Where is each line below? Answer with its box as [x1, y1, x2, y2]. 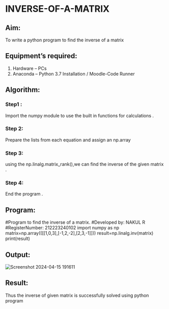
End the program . [5, 191, 43, 197]
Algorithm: [5, 85, 40, 94]
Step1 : [5, 101, 22, 108]
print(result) [5, 235, 31, 242]
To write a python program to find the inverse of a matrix [5, 37, 124, 43]
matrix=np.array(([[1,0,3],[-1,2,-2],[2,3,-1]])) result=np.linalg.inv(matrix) [5, 230, 154, 236]
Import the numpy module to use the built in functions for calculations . [5, 112, 154, 118]
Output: [5, 250, 31, 259]
